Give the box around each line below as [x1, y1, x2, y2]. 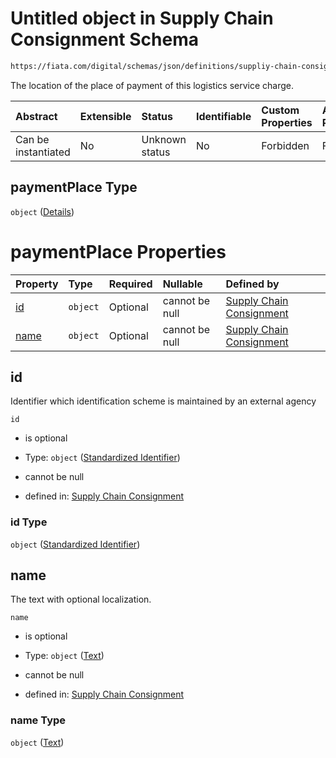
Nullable [162, 277, 203, 291]
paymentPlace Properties [10, 240, 227, 263]
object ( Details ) [10, 205, 75, 217]
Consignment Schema [10, 28, 199, 51]
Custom [261, 103, 300, 117]
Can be [15, 132, 50, 146]
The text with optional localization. [10, 593, 152, 606]
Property [15, 277, 59, 291]
